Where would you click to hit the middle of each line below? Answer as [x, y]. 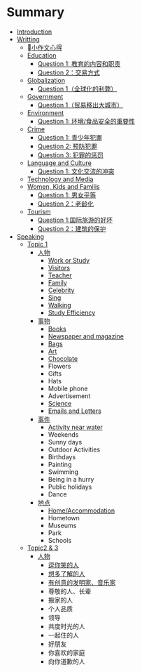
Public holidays [70, 487]
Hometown [64, 518]
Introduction [34, 32]
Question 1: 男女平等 [67, 195]
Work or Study [69, 260]
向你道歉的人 [66, 661]
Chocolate [63, 358]
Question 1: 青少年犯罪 [70, 137]
